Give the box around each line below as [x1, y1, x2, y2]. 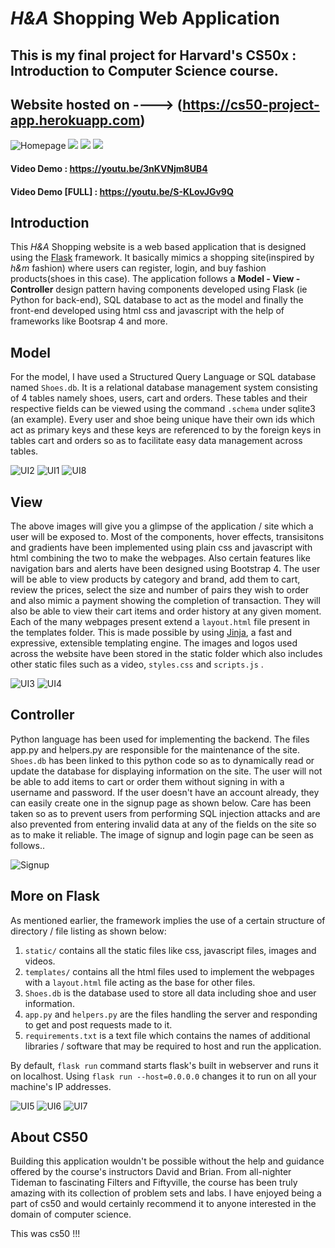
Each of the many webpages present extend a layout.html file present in [10, 616, 311, 628]
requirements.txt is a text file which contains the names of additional [24, 1029, 311, 1041]
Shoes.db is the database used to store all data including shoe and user [24, 987, 317, 999]
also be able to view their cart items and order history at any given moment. [10, 605, 322, 617]
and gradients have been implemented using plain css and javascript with [10, 542, 313, 554]
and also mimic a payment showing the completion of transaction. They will [10, 595, 321, 607]
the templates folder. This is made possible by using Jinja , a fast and [10, 627, 293, 639]
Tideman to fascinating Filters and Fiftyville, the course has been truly [10, 1177, 298, 1189]
